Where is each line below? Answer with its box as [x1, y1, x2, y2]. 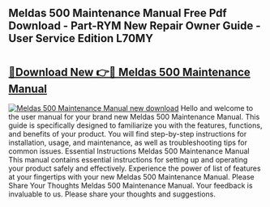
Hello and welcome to [180, 103, 254, 112]
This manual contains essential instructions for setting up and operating [8, 155, 248, 164]
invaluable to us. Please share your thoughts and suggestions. [8, 189, 216, 199]
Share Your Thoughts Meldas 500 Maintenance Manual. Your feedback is [8, 181, 253, 190]
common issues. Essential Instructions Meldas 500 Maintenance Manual [8, 146, 250, 156]
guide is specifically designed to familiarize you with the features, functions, [8, 120, 263, 130]
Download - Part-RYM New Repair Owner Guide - [8, 19, 261, 33]
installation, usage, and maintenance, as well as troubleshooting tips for [8, 137, 248, 147]
